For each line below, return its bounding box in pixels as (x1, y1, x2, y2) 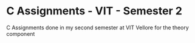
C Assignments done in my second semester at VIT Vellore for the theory (6, 24, 190, 31)
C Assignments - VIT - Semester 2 (6, 4, 182, 18)
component (6, 30, 35, 37)
